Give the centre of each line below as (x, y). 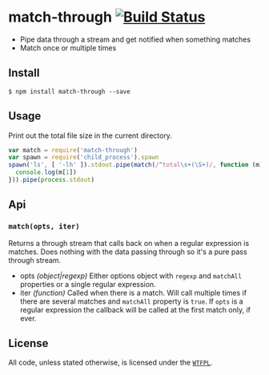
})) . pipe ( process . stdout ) (51, 180)
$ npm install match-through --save (69, 91)
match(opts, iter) (44, 227)
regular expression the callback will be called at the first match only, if (135, 309)
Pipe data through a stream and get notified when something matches (135, 39)
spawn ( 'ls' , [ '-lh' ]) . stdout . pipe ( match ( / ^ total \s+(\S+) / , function (128, 165)
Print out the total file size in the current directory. (90, 135)
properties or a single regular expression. (88, 284)
